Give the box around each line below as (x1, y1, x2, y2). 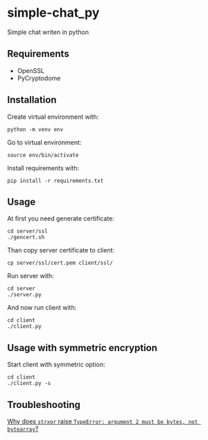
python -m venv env (7, 126, 64, 133)
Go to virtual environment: (7, 138, 82, 147)
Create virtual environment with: (7, 113, 99, 121)
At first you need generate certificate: (7, 214, 114, 223)
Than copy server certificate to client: (7, 246, 115, 254)
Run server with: (7, 272, 54, 280)
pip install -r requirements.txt (7, 177, 104, 184)
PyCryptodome (17, 74, 61, 82)
